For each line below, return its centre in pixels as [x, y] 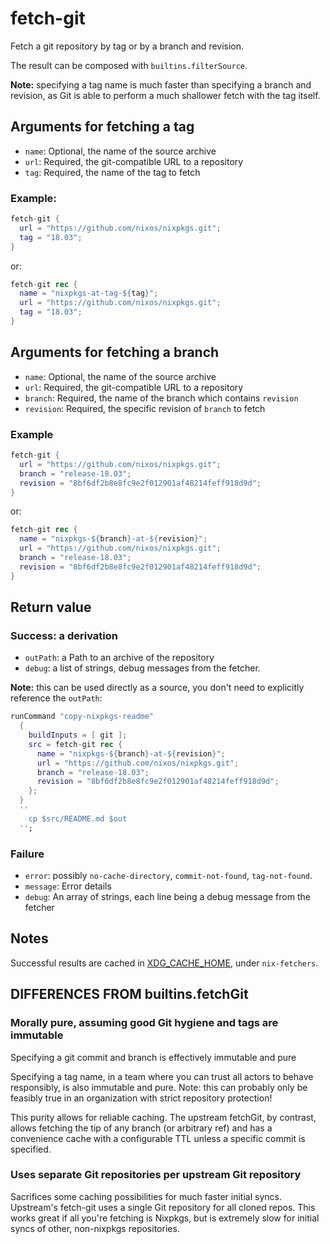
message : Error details [68, 886]
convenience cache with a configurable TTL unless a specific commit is [158, 1138]
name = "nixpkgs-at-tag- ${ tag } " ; [89, 293]
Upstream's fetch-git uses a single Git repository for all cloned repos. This [163, 1207]
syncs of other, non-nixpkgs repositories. [95, 1228]
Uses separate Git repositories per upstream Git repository [156, 1175]
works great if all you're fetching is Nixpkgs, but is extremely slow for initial [165, 1218]
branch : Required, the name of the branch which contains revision [161, 398]
